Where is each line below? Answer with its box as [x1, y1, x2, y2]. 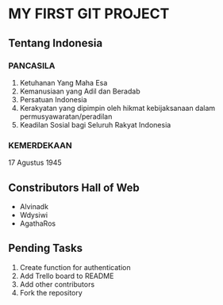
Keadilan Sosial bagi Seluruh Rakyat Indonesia [19, 120, 171, 129]
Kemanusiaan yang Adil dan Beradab [19, 86, 140, 96]
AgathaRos [19, 219, 56, 228]
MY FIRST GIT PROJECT [8, 5, 170, 23]
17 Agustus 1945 [8, 158, 62, 167]
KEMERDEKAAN [8, 139, 73, 151]
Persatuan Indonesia [19, 94, 87, 104]
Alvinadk [19, 201, 49, 211]
